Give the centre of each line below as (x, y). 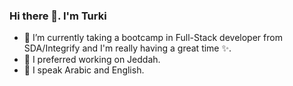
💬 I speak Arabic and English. (84, 70)
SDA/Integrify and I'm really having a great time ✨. (127, 48)
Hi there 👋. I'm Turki (58, 16)
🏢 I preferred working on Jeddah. (92, 60)
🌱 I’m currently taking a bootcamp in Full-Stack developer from (153, 38)
